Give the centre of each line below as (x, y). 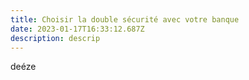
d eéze (23, 67)
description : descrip (55, 38)
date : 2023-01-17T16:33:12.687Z (77, 29)
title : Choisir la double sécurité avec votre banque (125, 19)
